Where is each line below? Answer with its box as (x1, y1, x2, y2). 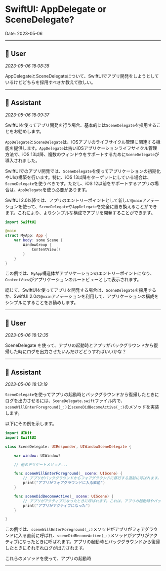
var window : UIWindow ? (14, 453, 61, 458)
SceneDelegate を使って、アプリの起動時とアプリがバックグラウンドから (5, 342, 154, 348)
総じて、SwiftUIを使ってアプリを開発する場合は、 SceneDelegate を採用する (5, 287, 157, 293)
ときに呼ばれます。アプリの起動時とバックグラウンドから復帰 (35, 539, 161, 545)
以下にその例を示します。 (5, 421, 57, 427)
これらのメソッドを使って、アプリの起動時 (5, 556, 91, 562)
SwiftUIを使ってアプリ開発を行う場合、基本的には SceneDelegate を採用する (5, 122, 157, 128)
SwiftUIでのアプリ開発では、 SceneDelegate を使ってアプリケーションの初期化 (5, 168, 161, 174)
